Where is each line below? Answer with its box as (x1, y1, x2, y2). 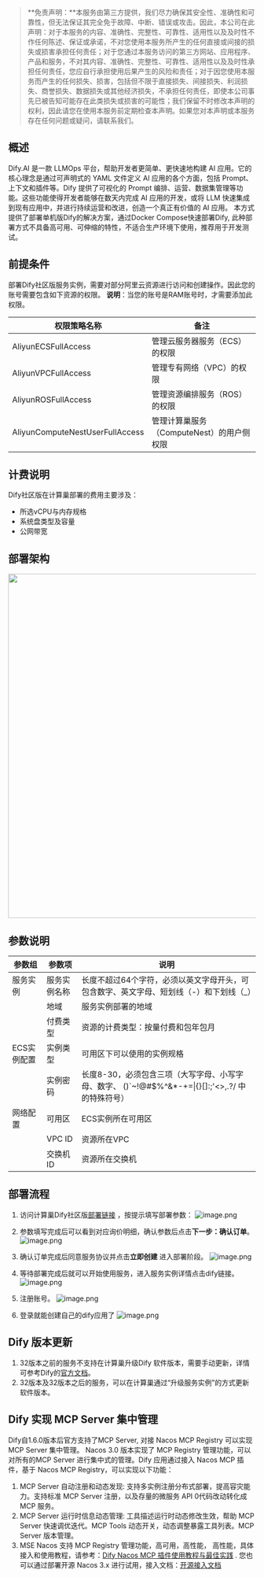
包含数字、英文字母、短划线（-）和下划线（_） (81, 987, 255, 998)
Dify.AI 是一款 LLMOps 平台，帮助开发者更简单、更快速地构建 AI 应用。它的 (8, 163, 252, 172)
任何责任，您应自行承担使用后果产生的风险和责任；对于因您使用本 (34, 67, 248, 76)
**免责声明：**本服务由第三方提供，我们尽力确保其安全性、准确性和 (27, 8, 248, 17)
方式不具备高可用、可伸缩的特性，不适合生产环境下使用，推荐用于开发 (14, 222, 242, 231)
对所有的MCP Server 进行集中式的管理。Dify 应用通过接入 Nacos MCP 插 (8, 1455, 244, 1464)
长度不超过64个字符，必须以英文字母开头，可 (81, 975, 249, 986)
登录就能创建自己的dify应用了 (19, 1310, 115, 1320)
